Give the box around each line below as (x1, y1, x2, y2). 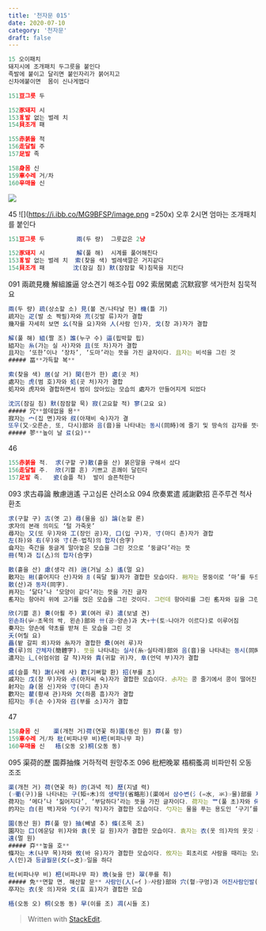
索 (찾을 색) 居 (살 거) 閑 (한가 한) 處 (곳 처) (8, 370, 140, 379)
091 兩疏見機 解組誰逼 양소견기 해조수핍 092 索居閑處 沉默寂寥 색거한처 (8, 279, 236, 289)
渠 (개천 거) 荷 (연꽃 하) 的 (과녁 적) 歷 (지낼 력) (8, 783, 150, 791)
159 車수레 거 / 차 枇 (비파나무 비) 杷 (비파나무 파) (8, 734, 145, 742)
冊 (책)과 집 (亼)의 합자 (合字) (8, 552, 93, 560)
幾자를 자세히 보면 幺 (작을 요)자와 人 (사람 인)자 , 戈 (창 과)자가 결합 (8, 320, 208, 328)
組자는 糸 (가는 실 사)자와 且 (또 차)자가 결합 (8, 342, 138, 350)
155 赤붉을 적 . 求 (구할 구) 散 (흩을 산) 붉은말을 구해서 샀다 (8, 459, 180, 467)
